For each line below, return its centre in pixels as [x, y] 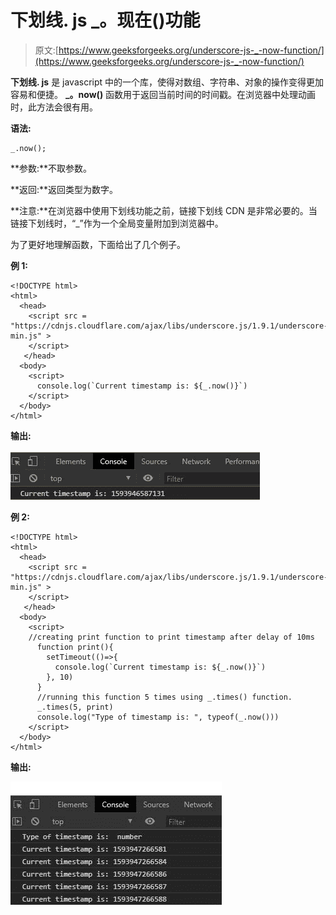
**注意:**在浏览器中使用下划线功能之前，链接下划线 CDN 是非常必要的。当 [164, 210]
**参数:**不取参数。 [51, 168]
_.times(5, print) [75, 707]
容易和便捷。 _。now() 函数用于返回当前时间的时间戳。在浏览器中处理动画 [163, 94]
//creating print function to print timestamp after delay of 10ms [171, 637]
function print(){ [75, 647]
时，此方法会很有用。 [54, 107]
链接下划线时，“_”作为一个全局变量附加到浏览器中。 [117, 223]
